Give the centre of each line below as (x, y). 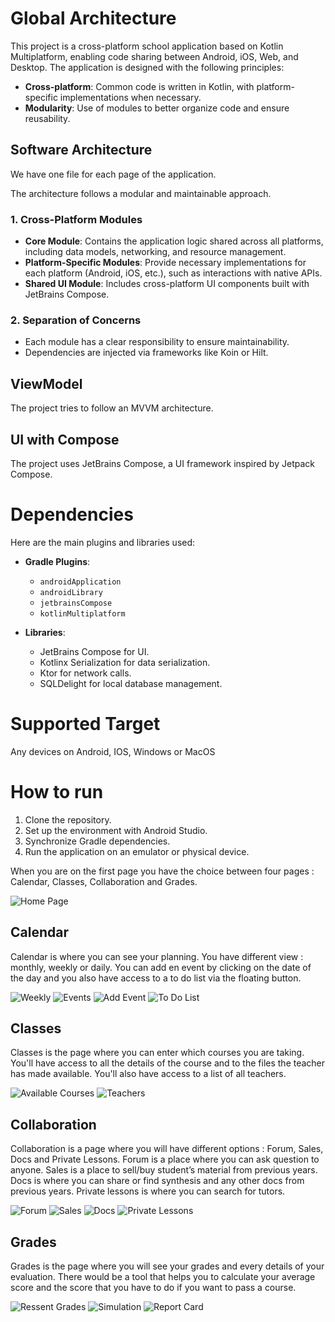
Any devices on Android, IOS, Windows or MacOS (113, 751)
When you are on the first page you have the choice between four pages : (162, 871)
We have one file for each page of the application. (113, 174)
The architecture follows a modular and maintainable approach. (141, 193)
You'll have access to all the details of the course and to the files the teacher (168, 1063)
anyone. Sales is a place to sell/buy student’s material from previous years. (164, 1170)
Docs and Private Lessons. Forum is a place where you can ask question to (165, 1159)
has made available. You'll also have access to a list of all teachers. (148, 1074)
